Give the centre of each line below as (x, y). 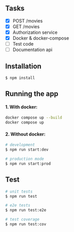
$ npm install (20, 78)
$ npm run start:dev (27, 150)
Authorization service (35, 32)
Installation (23, 66)
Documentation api (32, 50)
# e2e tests (18, 205)
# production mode (25, 159)
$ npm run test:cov (26, 224)
